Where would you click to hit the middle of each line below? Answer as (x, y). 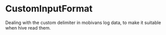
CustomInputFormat (49, 9)
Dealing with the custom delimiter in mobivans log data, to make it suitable (83, 22)
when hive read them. (28, 27)
